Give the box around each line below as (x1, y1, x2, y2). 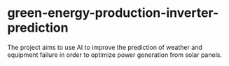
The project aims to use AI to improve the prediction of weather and (7, 43, 203, 51)
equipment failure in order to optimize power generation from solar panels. (7, 51, 223, 59)
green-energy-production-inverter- (7, 5, 219, 21)
